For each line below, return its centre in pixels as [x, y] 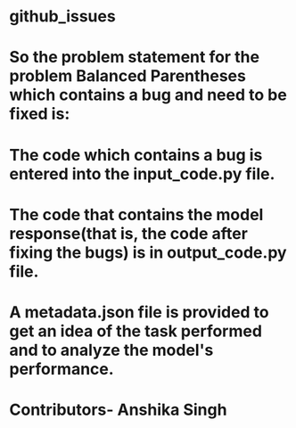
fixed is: [40, 114]
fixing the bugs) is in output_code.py [148, 252]
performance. [62, 369]
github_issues [62, 16]
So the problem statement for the [135, 58]
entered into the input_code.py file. [142, 173]
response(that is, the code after [128, 233]
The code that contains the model [136, 214]
